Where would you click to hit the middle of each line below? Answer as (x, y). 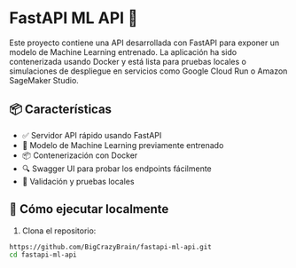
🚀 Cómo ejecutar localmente (89, 209)
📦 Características (61, 110)
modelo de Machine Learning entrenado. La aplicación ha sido (123, 51)
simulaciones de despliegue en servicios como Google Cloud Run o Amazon (148, 71)
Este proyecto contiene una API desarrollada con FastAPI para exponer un (144, 43)
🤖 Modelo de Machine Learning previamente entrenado (123, 145)
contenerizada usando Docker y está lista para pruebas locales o (128, 61)
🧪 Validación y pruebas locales (78, 181)
